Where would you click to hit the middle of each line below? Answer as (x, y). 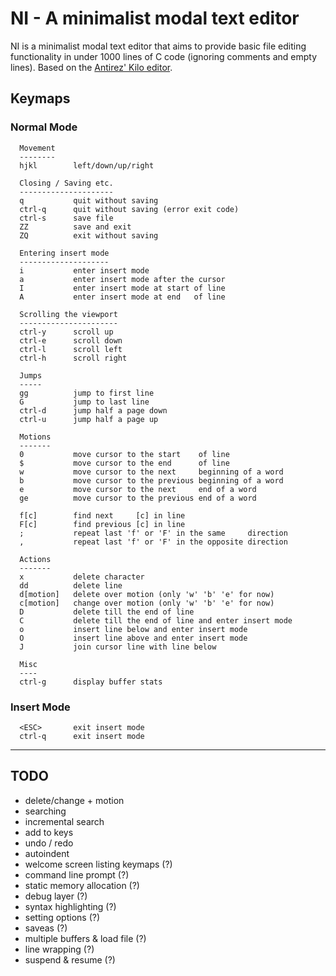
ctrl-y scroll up (66, 332)
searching (45, 811)
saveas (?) (46, 928)
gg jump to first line (87, 393)
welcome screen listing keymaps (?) (98, 864)
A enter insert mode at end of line (122, 297)
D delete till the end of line (107, 612)
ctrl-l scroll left (71, 349)
